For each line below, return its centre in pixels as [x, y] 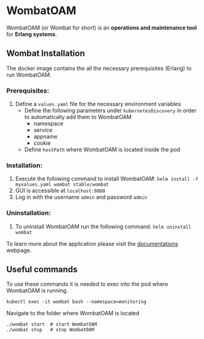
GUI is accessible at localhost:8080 [60, 191]
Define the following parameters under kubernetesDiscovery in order [111, 110]
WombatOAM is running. [37, 291]
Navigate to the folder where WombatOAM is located [73, 313]
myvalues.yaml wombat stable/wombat [62, 185]
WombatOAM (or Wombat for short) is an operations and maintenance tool [102, 28]
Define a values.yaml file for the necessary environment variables [98, 104]
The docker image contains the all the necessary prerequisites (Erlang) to [99, 68]
